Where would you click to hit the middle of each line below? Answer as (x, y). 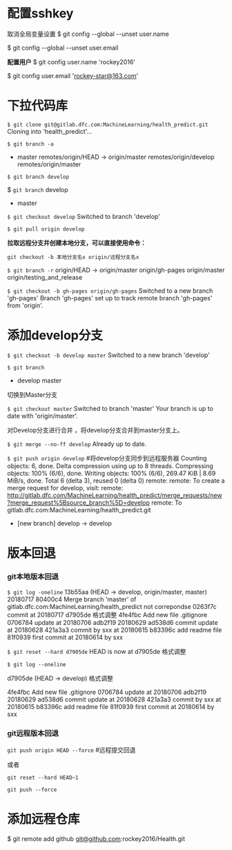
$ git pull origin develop (46, 229)
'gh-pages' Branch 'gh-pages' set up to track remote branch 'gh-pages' (110, 298)
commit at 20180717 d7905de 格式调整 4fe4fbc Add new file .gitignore (107, 615)
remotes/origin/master (49, 164)
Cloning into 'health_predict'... (50, 131)
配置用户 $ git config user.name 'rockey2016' (71, 61)
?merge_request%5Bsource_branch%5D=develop (78, 502)
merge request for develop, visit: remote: (65, 487)
